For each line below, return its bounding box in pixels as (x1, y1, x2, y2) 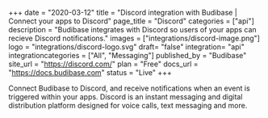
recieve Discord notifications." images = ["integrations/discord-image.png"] (8, 33, 261, 43)
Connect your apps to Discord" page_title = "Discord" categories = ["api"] (8, 16, 254, 26)
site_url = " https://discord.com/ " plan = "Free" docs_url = (8, 59, 199, 69)
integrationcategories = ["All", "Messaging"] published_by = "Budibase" (8, 51, 247, 60)
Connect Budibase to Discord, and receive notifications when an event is (8, 83, 250, 93)
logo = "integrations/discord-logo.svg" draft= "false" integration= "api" (8, 42, 245, 52)
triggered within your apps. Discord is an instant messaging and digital (8, 92, 243, 101)
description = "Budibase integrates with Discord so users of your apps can (8, 25, 257, 34)
